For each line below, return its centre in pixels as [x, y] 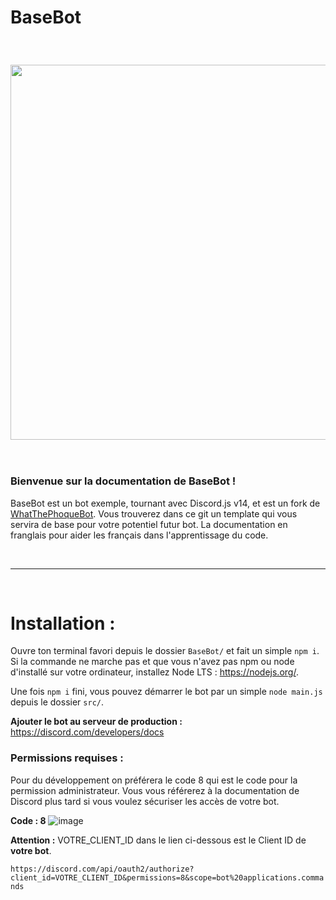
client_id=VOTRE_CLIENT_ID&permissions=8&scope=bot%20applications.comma [167, 877]
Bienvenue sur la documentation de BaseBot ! [123, 481]
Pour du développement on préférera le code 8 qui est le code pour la [154, 780]
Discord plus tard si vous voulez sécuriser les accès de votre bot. [145, 801]
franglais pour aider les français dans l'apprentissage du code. [139, 535]
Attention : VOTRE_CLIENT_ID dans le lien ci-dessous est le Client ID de [158, 840]
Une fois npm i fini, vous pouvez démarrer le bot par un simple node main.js [166, 692]
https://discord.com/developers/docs [87, 732]
